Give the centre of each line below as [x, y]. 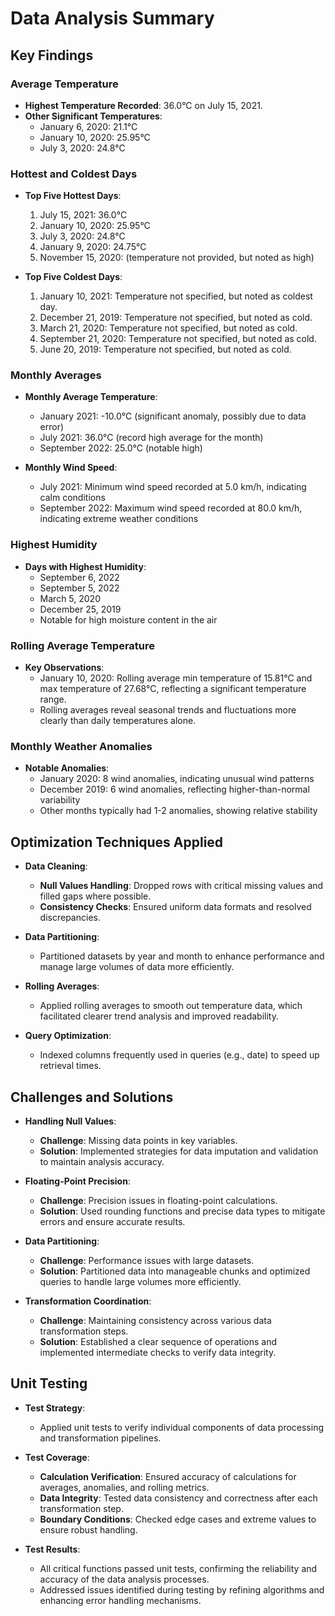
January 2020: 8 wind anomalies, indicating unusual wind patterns [177, 779]
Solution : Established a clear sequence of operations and [158, 1341]
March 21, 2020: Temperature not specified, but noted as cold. [168, 328]
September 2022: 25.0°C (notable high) [121, 448]
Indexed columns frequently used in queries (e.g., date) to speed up [179, 1055]
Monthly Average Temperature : [91, 397]
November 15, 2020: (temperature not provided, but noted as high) [177, 258]
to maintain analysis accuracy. [102, 1161]
